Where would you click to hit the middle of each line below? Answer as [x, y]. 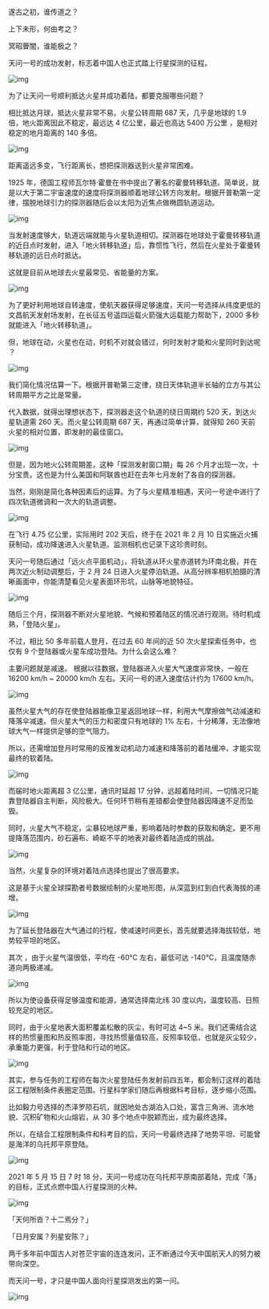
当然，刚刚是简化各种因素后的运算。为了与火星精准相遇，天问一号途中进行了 [134, 491]
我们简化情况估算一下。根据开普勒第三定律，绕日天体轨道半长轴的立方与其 [131, 385]
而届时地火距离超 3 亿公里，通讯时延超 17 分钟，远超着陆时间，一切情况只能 [134, 791]
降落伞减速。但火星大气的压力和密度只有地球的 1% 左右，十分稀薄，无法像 [131, 721]
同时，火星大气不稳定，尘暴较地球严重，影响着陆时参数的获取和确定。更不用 [134, 828]
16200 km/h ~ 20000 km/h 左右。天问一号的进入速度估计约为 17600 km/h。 [133, 678]
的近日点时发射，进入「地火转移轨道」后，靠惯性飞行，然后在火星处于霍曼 [131, 245]
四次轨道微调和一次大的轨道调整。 [64, 502]
